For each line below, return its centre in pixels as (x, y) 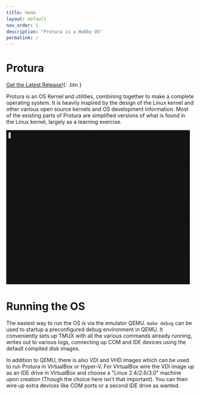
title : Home (21, 13)
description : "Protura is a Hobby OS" (54, 32)
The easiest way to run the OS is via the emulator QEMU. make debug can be (99, 323)
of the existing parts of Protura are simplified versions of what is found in (96, 116)
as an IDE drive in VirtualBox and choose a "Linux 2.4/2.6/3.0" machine (94, 373)
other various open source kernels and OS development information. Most (97, 109)
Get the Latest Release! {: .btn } (44, 85)
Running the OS (46, 307)
